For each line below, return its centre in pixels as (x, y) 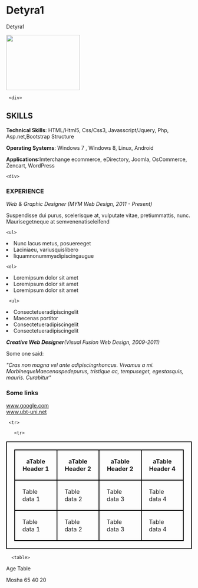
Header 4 (162, 469)
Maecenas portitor (36, 318)
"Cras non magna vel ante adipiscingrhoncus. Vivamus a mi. (80, 365)
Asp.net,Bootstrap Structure (40, 136)
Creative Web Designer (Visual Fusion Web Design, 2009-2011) (83, 342)
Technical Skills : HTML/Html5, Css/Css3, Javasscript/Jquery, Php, (88, 130)
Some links (22, 393)
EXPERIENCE (25, 191)
